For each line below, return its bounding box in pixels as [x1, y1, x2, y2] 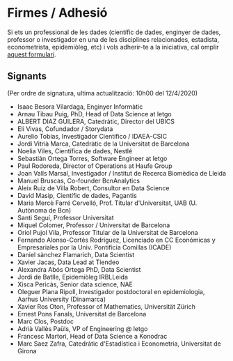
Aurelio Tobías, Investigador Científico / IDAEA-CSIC [17, 132, 168, 140]
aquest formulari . [7, 50, 57, 59]
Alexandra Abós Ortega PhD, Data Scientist [17, 265, 141, 273]
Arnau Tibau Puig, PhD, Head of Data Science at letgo [17, 109, 172, 118]
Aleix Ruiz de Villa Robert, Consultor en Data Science [17, 183, 170, 192]
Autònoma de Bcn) [17, 206, 72, 214]
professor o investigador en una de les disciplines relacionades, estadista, [7, 35, 220, 43]
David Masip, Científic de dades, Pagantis [17, 191, 137, 199]
